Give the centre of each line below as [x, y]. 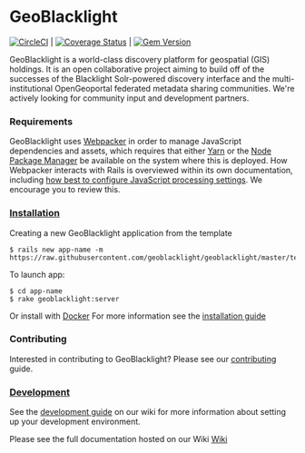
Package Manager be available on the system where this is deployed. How [148, 161]
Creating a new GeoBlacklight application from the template [121, 232]
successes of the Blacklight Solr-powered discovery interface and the [140, 78]
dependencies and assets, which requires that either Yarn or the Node [141, 151]
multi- [283, 78]
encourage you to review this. [65, 190]
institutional [31, 88]
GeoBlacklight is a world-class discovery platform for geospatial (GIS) [140, 59]
